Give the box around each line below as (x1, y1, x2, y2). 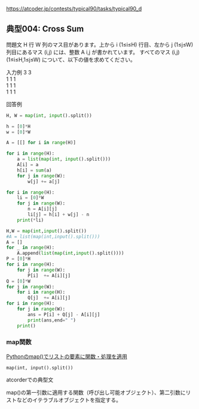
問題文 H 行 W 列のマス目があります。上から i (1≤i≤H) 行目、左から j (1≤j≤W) (6, 41, 193, 48)
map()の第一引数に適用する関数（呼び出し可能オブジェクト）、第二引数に (6, 389, 186, 396)
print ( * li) (17, 217, 44, 223)
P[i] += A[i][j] (27, 272, 71, 278)
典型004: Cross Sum (6, 24, 84, 34)
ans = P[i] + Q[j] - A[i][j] (27, 311, 100, 317)
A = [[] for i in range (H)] (6, 140, 76, 146)
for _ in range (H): (6, 245, 55, 251)
